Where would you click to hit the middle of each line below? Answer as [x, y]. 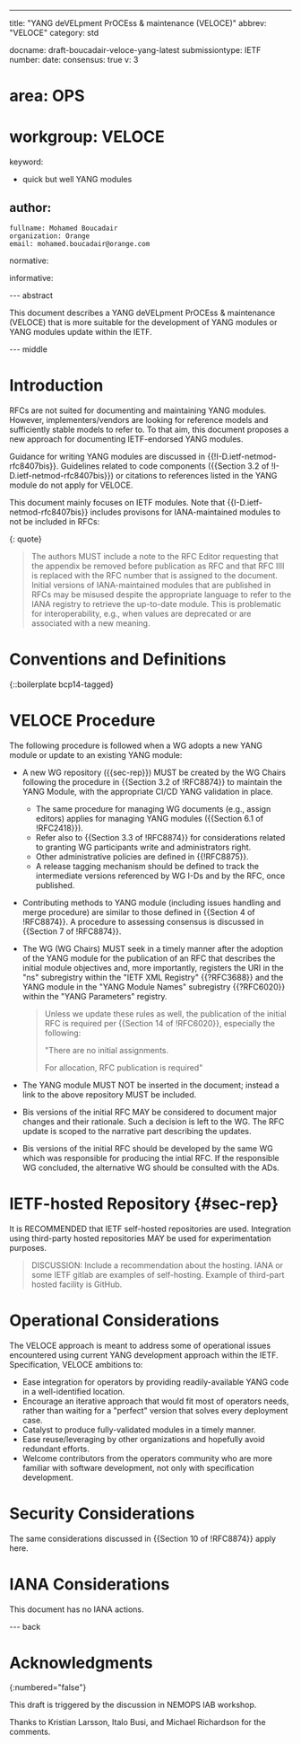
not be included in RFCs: [55, 521]
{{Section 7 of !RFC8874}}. [72, 931]
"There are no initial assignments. [106, 1050]
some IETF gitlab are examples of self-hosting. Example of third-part [158, 1274]
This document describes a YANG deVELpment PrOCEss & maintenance [142, 313]
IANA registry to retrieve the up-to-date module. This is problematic [156, 603]
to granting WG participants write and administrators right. [143, 847]
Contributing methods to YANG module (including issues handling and [151, 903]
